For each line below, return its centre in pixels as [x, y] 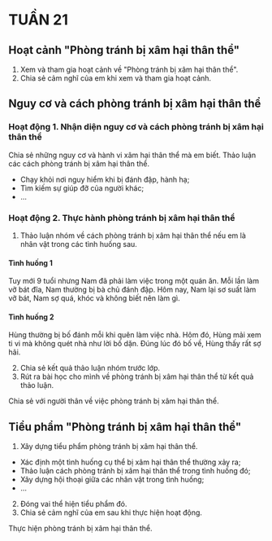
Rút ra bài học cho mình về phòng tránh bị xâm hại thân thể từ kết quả [137, 376]
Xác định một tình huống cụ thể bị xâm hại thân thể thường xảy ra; [130, 462]
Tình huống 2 [31, 317]
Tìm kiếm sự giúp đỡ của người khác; [82, 188]
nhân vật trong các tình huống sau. [79, 244]
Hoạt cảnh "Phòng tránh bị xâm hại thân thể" [124, 50]
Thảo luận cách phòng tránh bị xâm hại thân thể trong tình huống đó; [135, 471]
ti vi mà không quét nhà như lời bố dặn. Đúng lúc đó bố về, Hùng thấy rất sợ [135, 344]
